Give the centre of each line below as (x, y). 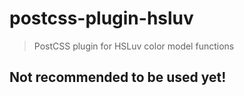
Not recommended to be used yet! (118, 77)
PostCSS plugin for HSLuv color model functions (134, 46)
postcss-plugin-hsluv (101, 18)
